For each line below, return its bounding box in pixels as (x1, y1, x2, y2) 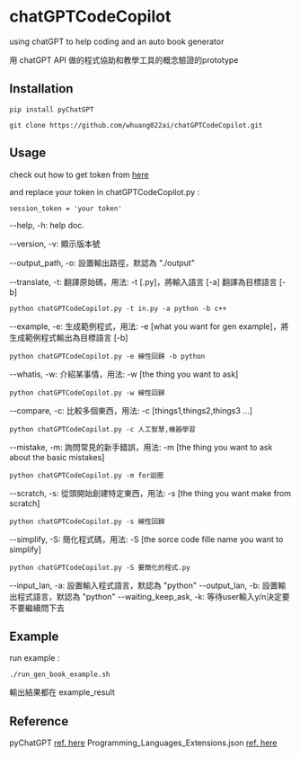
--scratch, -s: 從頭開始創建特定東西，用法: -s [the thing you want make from (9, 487, 292, 498)
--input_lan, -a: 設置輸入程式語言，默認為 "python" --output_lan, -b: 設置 (9, 580, 278, 591)
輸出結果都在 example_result (9, 687, 115, 698)
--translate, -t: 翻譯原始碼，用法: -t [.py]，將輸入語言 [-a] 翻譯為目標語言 (9, 276, 278, 287)
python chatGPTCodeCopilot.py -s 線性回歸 (9, 517, 165, 526)
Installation (9, 81, 74, 96)
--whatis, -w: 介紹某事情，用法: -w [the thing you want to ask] (9, 369, 239, 379)
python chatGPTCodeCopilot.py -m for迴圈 (9, 470, 164, 480)
